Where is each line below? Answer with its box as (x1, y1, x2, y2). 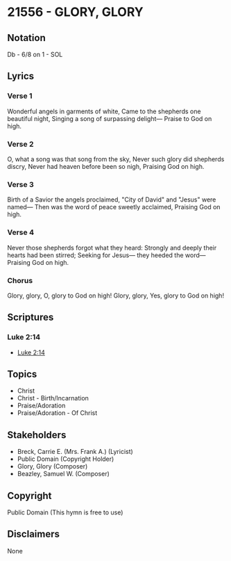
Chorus (7, 275, 33, 285)
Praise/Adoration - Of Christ (17, 409, 98, 417)
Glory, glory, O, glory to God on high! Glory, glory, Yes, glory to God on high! (7, 291, 224, 300)
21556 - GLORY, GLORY (7, 4, 144, 20)
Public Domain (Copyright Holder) (17, 455, 114, 463)
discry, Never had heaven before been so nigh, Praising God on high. (7, 162, 205, 170)
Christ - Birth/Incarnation (17, 394, 89, 403)
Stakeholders (7, 429, 67, 441)
